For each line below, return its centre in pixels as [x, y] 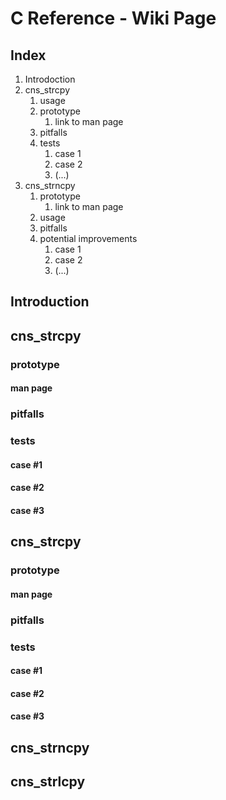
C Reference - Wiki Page [113, 18]
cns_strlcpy [48, 782]
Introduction [50, 302]
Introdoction [50, 79]
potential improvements [88, 238]
